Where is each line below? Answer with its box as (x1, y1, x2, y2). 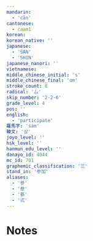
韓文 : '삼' (6, 129, 31, 135)
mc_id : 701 (6, 157, 34, 163)
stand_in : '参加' (6, 169, 49, 175)
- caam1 (12, 26, 32, 33)
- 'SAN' (12, 49, 32, 55)
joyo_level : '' (6, 134, 45, 141)
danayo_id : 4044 (6, 151, 48, 158)
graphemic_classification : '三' (6, 163, 88, 169)
